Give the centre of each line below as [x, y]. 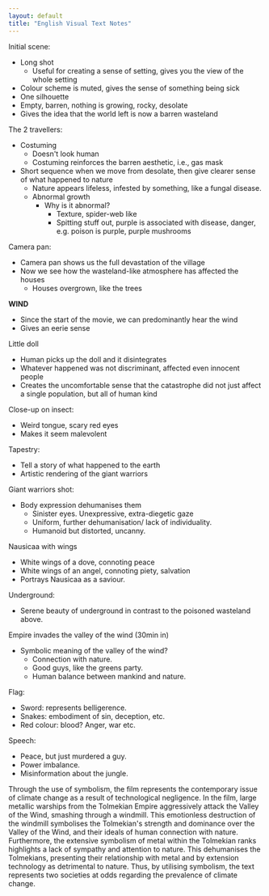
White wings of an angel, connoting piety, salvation [105, 570]
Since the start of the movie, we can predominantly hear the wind [129, 319]
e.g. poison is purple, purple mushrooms [124, 230]
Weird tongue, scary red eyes [69, 425]
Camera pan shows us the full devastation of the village [113, 262]
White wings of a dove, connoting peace [87, 562]
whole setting [55, 79]
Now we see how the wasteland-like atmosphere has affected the [129, 271]
